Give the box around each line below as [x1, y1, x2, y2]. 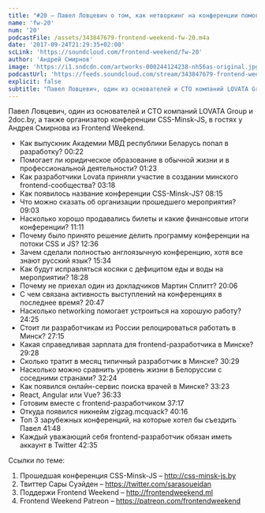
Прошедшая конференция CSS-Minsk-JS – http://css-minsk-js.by [19, 471, 237, 481]
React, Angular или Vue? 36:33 [19, 390, 121, 399]
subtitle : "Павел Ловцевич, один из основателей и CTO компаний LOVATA [8, 84, 248, 93]
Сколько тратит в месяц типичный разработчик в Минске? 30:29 [19, 357, 240, 366]
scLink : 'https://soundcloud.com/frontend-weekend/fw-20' [8, 48, 203, 56]
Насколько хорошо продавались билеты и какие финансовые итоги [19, 214, 249, 223]
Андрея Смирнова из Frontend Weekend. [8, 123, 146, 133]
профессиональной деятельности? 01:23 [19, 163, 158, 174]
